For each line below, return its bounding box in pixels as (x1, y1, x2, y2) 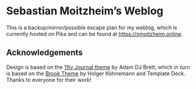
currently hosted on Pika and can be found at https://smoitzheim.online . (6, 30, 183, 37)
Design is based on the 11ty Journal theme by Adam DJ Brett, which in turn (6, 63, 190, 70)
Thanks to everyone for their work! (6, 76, 91, 83)
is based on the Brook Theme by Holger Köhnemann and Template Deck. (6, 70, 186, 77)
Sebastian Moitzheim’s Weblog (6, 4, 164, 18)
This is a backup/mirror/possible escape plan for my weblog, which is (6, 24, 177, 31)
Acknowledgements (6, 48, 83, 58)
